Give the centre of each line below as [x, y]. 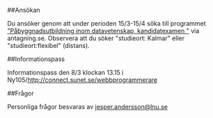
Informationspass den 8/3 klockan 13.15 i [65, 73]
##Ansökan [24, 10]
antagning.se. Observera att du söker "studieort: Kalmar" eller [96, 38]
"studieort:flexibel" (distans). [49, 45]
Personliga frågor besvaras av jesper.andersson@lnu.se [88, 107]
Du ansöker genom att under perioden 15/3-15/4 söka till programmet [107, 23]
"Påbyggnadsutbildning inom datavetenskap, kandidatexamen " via [103, 31]
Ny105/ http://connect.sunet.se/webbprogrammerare [82, 80]
